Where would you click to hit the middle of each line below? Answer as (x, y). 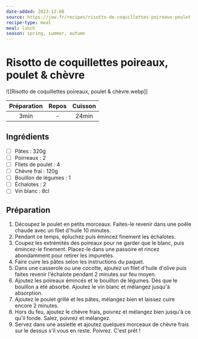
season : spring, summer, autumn (46, 34)
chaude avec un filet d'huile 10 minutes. (63, 231)
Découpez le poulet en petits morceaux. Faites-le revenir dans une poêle (103, 224)
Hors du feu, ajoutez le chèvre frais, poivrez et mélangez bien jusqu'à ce (103, 312)
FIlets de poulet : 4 (37, 164)
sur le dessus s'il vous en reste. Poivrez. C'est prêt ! (77, 331)
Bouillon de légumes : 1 (42, 178)
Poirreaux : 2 (30, 157)
